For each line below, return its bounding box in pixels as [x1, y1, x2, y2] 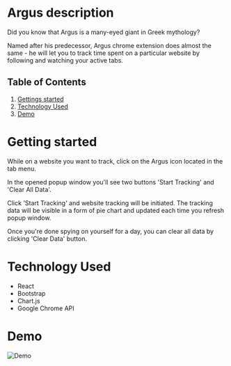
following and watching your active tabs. [7, 56, 124, 64]
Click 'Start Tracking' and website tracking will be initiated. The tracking [7, 198, 214, 207]
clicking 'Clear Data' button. [7, 234, 88, 243]
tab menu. [7, 164, 37, 173]
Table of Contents [7, 77, 87, 88]
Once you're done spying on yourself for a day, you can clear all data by [7, 227, 214, 235]
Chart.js [17, 296, 40, 305]
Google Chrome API [17, 304, 74, 312]
